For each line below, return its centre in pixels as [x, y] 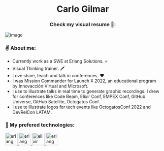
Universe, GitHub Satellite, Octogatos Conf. [56, 101]
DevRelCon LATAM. [32, 112]
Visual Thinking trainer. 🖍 [38, 68]
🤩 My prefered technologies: [40, 125]
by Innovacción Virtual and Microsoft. [50, 86]
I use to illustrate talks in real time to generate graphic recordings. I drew [86, 91]
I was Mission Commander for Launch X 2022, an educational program [84, 81]
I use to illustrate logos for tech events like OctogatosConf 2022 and [82, 107]
